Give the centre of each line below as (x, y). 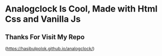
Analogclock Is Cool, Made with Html (81, 9)
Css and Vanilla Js (43, 19)
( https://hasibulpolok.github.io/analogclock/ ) (50, 49)
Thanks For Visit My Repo (45, 37)
